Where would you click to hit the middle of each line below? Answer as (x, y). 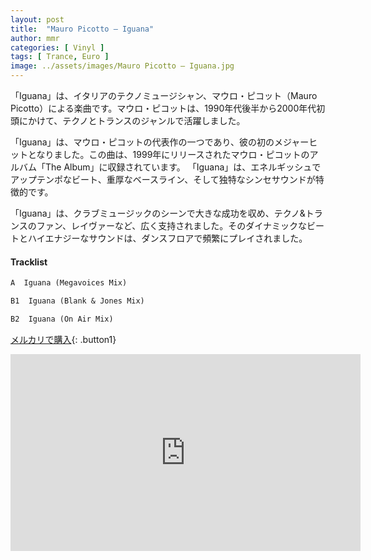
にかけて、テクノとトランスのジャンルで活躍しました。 (132, 120)
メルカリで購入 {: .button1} (63, 339)
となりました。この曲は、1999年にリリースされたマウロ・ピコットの (168, 154)
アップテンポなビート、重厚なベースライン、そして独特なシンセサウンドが (163, 179)
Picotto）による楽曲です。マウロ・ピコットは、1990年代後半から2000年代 (163, 108)
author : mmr (35, 38)
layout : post (37, 19)
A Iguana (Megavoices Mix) (69, 283)
